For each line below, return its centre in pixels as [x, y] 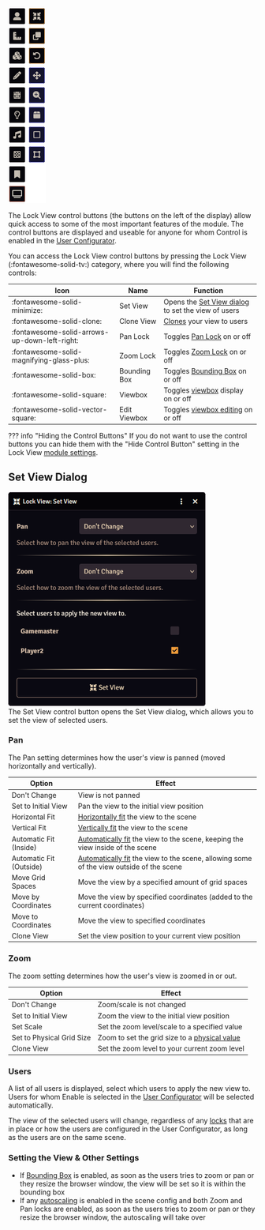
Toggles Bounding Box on [205, 371]
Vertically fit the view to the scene [132, 828]
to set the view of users [202, 310]
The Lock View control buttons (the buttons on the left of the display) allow [130, 215]
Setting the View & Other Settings [74, 1158]
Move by [26, 897]
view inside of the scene [117, 847]
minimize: [27, 310]
